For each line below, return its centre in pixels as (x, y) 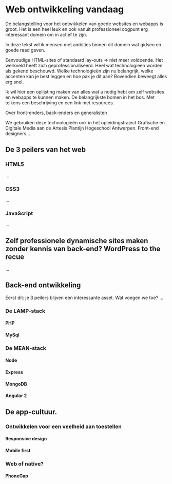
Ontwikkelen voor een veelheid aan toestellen (63, 426)
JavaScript (19, 213)
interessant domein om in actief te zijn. (46, 34)
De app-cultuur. (31, 412)
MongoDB (16, 384)
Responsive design (26, 439)
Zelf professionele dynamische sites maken (77, 241)
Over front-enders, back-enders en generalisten (56, 113)
